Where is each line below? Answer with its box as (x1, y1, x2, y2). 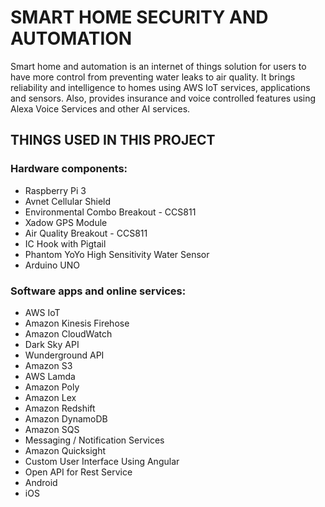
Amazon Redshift (24, 402, 96, 414)
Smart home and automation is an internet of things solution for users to (10, 60, 307, 72)
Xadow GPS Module (24, 216, 108, 228)
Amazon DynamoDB (24, 412, 108, 425)
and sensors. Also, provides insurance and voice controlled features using (10, 92, 317, 104)
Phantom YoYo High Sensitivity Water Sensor (24, 248, 210, 260)
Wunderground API (24, 349, 105, 361)
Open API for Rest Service (24, 466, 133, 478)
